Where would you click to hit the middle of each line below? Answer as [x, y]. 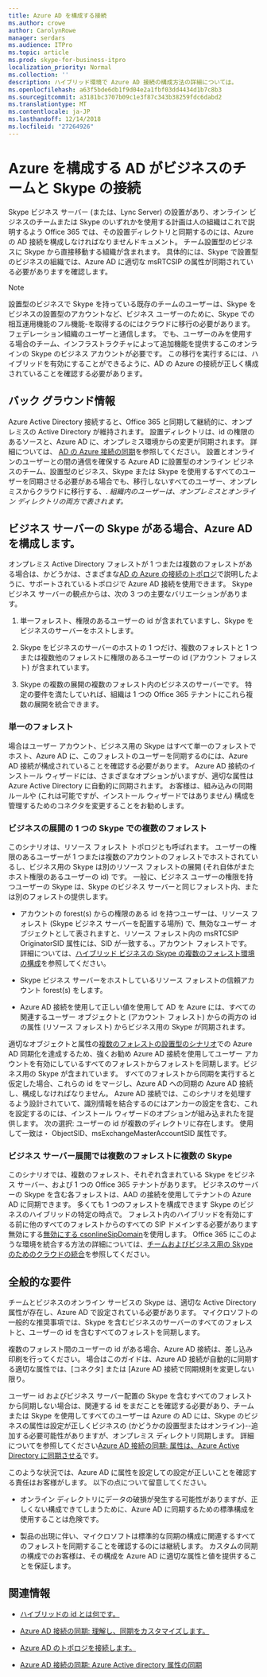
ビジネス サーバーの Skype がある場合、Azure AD [130, 529]
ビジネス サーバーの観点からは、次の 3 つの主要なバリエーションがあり [125, 594]
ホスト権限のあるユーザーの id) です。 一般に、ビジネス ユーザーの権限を [127, 877]
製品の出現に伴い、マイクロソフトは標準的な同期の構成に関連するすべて [137, 1536]
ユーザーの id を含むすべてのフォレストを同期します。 [117, 1333]
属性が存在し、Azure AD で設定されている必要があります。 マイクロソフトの [133, 1313]
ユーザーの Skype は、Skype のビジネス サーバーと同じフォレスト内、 [130, 886]
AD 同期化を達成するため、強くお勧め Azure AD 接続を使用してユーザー [126, 1053]
